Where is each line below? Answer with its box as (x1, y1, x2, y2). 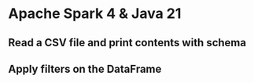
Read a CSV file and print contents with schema (8, 36, 246, 49)
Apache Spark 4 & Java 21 (8, 5, 182, 23)
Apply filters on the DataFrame (8, 62, 162, 75)
